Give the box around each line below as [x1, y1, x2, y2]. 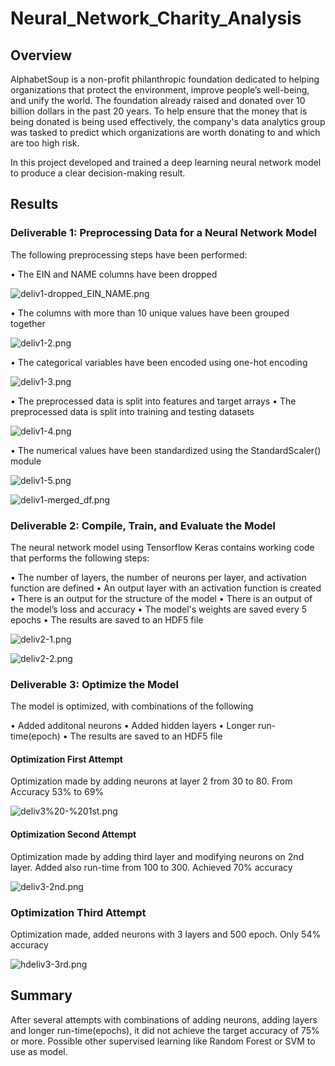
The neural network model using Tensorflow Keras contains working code [10, 541, 315, 553]
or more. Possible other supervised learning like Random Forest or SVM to [10, 1035, 316, 1047]
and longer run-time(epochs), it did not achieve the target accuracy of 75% [10, 1024, 320, 1036]
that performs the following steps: [10, 552, 150, 564]
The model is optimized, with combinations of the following [10, 700, 254, 712]
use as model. [10, 1045, 68, 1057]
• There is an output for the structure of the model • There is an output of [10, 592, 313, 604]
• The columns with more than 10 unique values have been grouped [10, 307, 290, 319]
